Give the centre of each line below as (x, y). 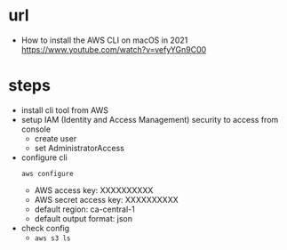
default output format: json (83, 218)
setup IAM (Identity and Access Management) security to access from (150, 119)
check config (45, 228)
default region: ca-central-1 (84, 209)
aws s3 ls (53, 238)
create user (56, 138)
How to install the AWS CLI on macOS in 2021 (104, 40)
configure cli (44, 157)
